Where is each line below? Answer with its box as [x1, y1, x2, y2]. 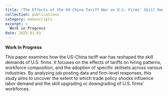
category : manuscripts [5, 16, 52, 21]
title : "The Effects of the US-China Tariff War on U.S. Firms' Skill [5, 7, 155, 12]
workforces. [5, 86, 30, 91]
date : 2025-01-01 [5, 30, 41, 35]
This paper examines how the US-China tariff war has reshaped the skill [5, 54, 153, 60]
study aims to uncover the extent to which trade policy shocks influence [5, 75, 154, 81]
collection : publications [5, 12, 59, 17]
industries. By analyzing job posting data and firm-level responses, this [5, 70, 151, 75]
